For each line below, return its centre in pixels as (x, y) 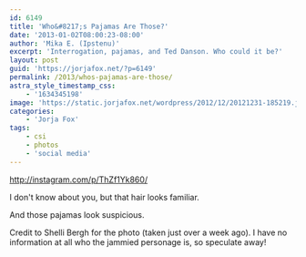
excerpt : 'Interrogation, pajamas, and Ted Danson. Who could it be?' (146, 52)
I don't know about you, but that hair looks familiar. (105, 197)
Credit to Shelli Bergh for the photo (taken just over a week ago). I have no (148, 232)
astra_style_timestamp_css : (63, 86)
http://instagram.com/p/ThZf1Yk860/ (79, 180)
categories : (32, 111)
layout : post (34, 60)
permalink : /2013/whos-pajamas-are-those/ (91, 77)
